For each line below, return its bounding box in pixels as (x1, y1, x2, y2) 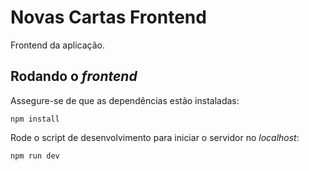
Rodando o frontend (10, 68, 138, 85)
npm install (10, 114, 60, 124)
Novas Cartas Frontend (10, 6, 207, 29)
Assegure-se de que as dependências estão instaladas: (10, 94, 240, 106)
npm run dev (10, 151, 60, 161)
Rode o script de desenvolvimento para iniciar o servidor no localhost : (10, 131, 300, 143)
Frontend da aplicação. (10, 39, 105, 51)
